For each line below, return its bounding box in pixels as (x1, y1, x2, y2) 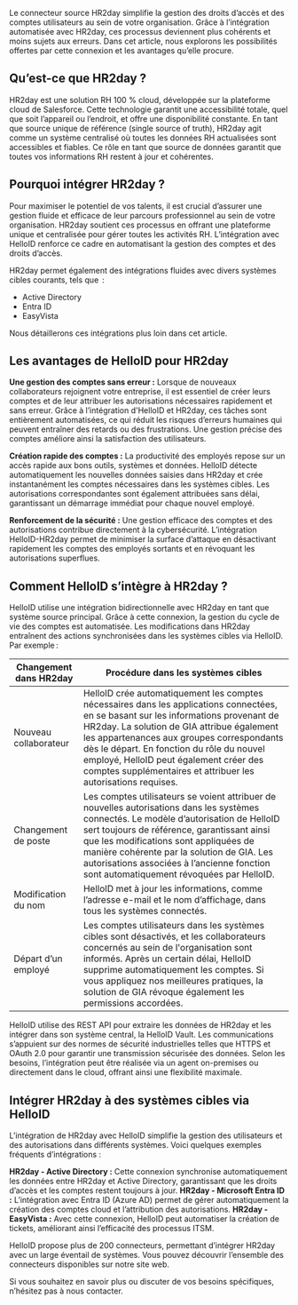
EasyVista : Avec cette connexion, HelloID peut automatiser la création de (9, 1213, 279, 1224)
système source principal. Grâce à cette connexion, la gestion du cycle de (9, 612, 280, 623)
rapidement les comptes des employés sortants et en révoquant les (9, 544, 255, 554)
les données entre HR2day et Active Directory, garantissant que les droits (9, 1176, 278, 1187)
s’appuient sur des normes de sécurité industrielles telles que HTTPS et (9, 1038, 271, 1049)
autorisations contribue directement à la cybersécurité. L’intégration (9, 524, 257, 536)
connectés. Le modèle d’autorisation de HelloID (82, 813, 281, 825)
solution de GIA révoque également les (82, 986, 245, 999)
